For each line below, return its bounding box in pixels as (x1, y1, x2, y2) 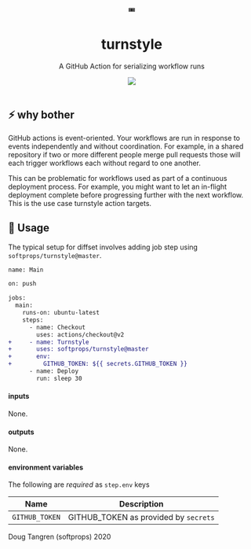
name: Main (8, 266, 44, 274)
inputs (8, 392, 30, 401)
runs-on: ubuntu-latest (22, 309, 100, 317)
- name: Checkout (28, 323, 86, 331)
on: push (8, 280, 37, 288)
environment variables (8, 462, 84, 472)
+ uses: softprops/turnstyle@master (8, 345, 149, 353)
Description (118, 499, 164, 510)
